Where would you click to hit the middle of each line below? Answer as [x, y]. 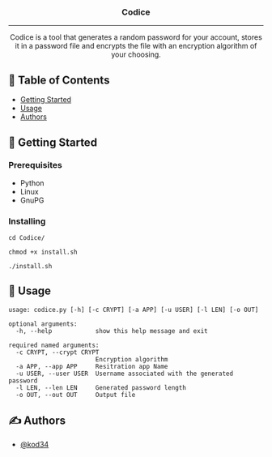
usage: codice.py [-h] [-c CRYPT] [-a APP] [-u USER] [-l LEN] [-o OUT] [134, 310]
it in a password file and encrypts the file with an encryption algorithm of [136, 46]
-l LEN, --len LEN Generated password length [101, 387]
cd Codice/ [27, 238]
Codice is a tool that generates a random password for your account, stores [136, 37]
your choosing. [136, 54]
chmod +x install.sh [43, 252]
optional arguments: [43, 324]
